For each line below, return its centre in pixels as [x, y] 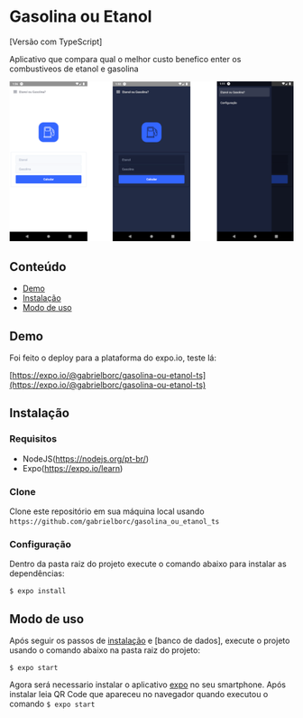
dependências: [37, 573]
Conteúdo [38, 267]
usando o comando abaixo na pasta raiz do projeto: [105, 650]
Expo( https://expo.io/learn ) [73, 468]
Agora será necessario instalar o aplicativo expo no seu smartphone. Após [148, 685]
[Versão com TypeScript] [56, 42]
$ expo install [38, 592]
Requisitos [33, 439]
